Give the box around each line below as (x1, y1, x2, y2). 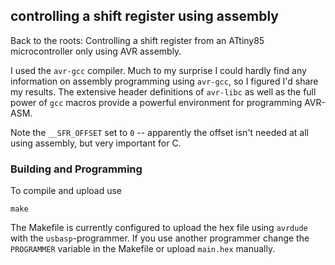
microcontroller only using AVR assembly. (10, 45, 182, 57)
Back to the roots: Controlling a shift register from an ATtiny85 (10, 34, 265, 46)
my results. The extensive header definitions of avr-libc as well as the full (10, 85, 317, 98)
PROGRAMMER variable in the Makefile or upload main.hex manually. (10, 243, 276, 255)
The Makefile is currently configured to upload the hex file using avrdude (10, 222, 308, 234)
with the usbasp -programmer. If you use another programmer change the (10, 232, 310, 244)
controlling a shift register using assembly (10, 8, 279, 25)
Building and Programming (10, 162, 143, 176)
